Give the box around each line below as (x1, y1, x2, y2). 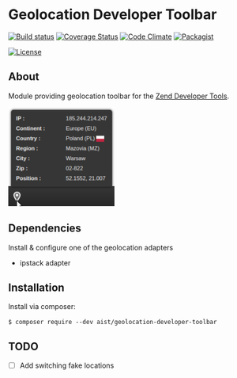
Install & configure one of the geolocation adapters (8, 242, 174, 252)
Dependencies (8, 222, 81, 235)
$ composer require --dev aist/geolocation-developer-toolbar (8, 319, 217, 326)
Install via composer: (8, 302, 77, 311)
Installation (8, 281, 65, 294)
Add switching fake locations (19, 361, 115, 370)
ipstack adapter (19, 258, 71, 267)
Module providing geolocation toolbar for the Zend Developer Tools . (8, 91, 230, 101)
